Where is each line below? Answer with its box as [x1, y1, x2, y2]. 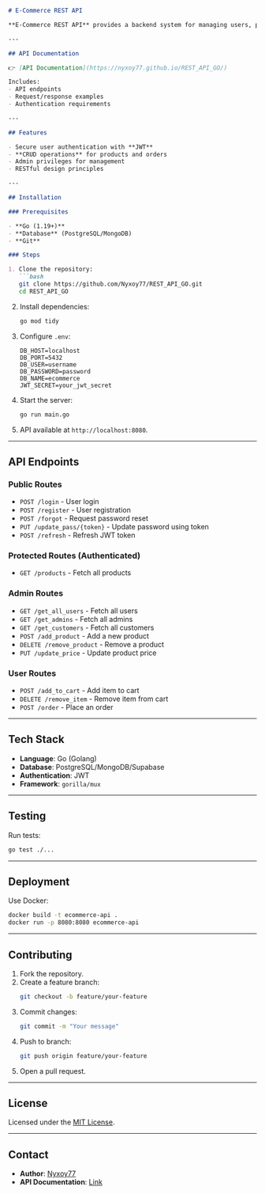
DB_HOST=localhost [19, 347, 80, 354]
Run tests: [8, 830, 41, 840]
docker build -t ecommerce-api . [8, 912, 118, 919]
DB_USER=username [19, 360, 77, 369]
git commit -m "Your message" [19, 1022, 120, 1030]
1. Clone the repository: [8, 265, 93, 274]
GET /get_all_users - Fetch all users [19, 605, 138, 616]
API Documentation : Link [19, 1177, 103, 1187]
